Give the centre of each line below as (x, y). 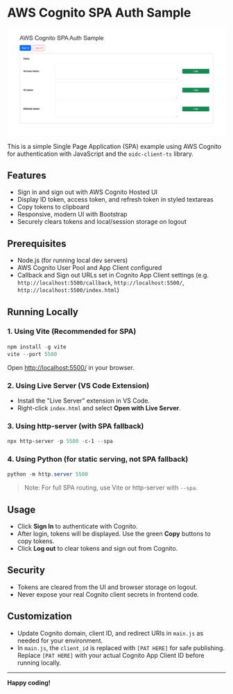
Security (26, 571)
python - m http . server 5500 (48, 474)
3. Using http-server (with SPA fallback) (76, 426)
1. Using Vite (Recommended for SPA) (72, 332)
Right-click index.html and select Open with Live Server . (99, 407)
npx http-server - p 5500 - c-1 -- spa (60, 442)
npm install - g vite (37, 347)
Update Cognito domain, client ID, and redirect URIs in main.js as (110, 633)
